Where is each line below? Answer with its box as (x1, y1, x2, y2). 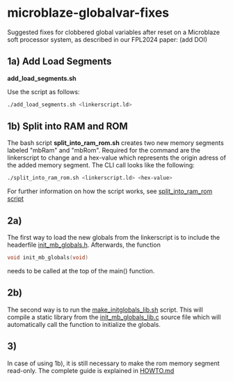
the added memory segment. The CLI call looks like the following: (7, 161, 195, 169)
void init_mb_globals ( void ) (7, 254, 89, 261)
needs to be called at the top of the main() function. (7, 267, 155, 275)
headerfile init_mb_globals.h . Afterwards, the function (7, 240, 161, 249)
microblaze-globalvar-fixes (7, 5, 170, 21)
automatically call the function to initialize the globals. (7, 320, 161, 328)
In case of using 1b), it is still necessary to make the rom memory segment (7, 359, 220, 367)
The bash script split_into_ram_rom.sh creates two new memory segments (7, 139, 224, 147)
